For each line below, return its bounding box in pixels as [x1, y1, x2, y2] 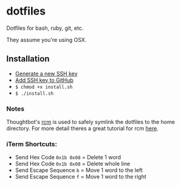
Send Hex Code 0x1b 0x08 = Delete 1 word [15, 154, 121, 161]
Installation [6, 53, 50, 64]
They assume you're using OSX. [6, 36, 87, 43]
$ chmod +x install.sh [15, 84, 73, 90]
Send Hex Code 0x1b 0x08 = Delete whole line [15, 160, 131, 168]
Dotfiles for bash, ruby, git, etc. [6, 24, 84, 32]
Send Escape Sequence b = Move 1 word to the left [15, 167, 143, 174]
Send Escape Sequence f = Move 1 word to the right [15, 173, 147, 181]
